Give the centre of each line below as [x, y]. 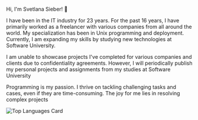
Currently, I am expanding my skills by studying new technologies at [89, 39]
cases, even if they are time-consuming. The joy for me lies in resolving [93, 93]
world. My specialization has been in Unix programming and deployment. [95, 33]
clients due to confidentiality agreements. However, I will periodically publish [99, 63]
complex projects [27, 99]
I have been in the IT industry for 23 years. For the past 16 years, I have [93, 20]
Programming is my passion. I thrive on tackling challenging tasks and [91, 87]
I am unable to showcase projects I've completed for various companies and [99, 57]
